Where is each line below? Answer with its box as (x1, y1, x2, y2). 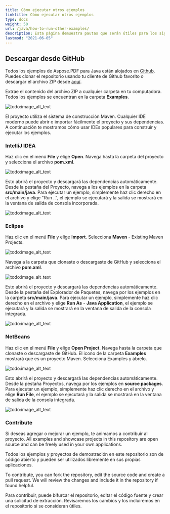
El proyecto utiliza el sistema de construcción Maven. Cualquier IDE (5, 113, 146, 119)
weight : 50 (5, 21, 28, 27)
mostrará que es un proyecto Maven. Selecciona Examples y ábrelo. (5, 355, 147, 362)
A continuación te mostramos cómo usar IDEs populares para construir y (5, 124, 157, 130)
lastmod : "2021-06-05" (5, 36, 53, 41)
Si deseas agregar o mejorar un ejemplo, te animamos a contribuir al (5, 431, 148, 437)
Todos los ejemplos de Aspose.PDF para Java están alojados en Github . (5, 68, 155, 74)
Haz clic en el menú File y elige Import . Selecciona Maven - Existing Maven (5, 234, 163, 240)
